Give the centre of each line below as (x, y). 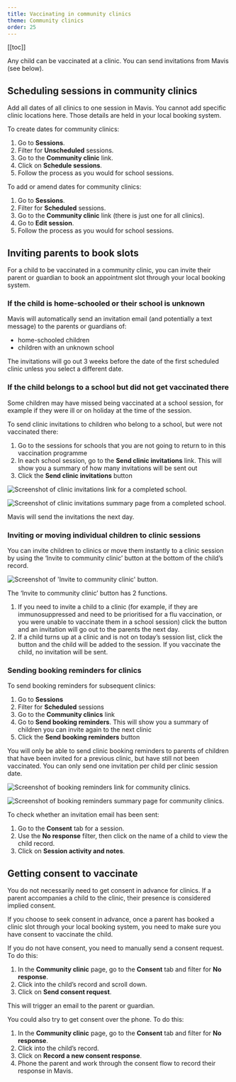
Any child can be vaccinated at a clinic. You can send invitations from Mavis (118, 61)
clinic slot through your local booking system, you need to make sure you (114, 927)
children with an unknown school (66, 347)
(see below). (26, 69)
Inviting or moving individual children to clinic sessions (104, 535)
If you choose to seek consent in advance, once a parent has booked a (111, 919)
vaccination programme (52, 453)
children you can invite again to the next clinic (85, 730)
